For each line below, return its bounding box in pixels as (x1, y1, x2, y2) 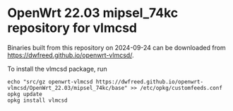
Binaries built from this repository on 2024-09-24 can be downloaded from (7, 43, 226, 52)
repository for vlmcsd (7, 20, 138, 36)
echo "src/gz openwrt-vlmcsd (7, 78, 93, 86)
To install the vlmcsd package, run (7, 64, 107, 73)
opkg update (7, 90, 42, 98)
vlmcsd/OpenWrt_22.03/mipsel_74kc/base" (7, 84, 129, 91)
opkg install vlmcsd (7, 97, 68, 104)
